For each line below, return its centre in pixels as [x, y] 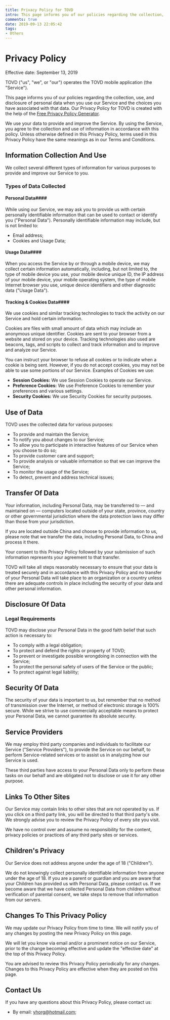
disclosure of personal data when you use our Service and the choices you [83, 103]
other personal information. [34, 588]
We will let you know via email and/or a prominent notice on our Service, [80, 943]
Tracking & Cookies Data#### [37, 302]
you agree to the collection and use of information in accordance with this [82, 129]
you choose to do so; [35, 450]
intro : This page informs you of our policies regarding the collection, [85, 15]
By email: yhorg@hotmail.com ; [45, 1012]
